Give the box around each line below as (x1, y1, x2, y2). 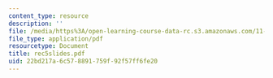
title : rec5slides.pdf (8, 50, 85, 58)
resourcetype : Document (8, 42, 89, 50)
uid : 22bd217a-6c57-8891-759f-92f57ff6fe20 (8, 58, 158, 66)
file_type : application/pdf (8, 34, 104, 43)
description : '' (8, 19, 63, 28)
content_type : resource (8, 11, 89, 20)
